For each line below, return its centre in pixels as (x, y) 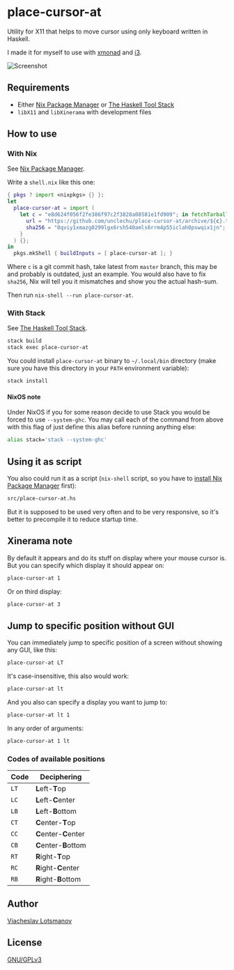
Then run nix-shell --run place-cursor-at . (70, 295)
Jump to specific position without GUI (91, 625)
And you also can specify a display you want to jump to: (87, 702)
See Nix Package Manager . (46, 169)
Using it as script (45, 462)
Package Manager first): (42, 486)
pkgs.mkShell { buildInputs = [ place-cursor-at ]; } (93, 254)
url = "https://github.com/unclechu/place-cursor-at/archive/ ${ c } (124, 221)
